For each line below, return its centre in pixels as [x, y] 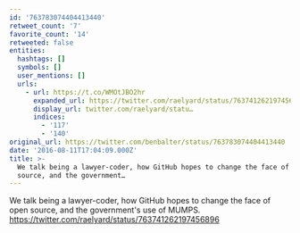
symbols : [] [40, 68]
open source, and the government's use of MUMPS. [105, 210]
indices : [49, 117]
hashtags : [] [42, 59]
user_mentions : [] [52, 76]
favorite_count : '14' [50, 34]
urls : [28, 84]
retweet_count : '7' [46, 26]
